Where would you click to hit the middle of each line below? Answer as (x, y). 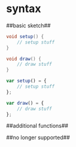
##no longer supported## (38, 137)
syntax (24, 9)
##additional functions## (37, 126)
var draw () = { (25, 103)
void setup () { (25, 36)
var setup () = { (26, 81)
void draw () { (24, 59)
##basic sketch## (28, 25)
